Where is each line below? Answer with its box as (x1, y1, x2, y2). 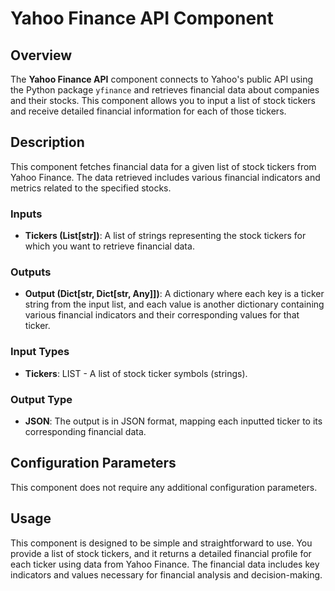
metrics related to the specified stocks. (10, 182, 172, 194)
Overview (10, 47, 73, 64)
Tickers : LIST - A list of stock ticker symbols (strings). (24, 367, 248, 379)
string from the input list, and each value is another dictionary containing (24, 298, 325, 311)
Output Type (10, 392, 73, 406)
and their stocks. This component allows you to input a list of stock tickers (10, 95, 316, 106)
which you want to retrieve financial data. (24, 240, 195, 252)
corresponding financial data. (24, 426, 147, 437)
